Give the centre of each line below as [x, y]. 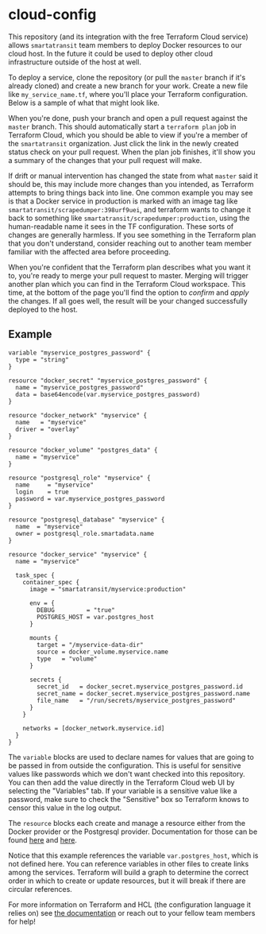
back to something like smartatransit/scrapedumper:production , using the [129, 218]
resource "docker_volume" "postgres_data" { [83, 450]
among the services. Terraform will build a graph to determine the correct [128, 872]
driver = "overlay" [48, 429]
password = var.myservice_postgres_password [90, 498]
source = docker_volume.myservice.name [103, 652]
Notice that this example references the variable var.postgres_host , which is [133, 855]
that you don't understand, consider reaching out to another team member [130, 243]
